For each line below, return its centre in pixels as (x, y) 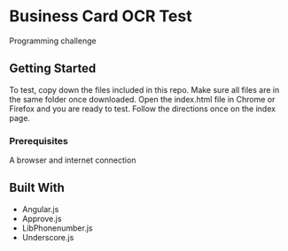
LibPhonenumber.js (57, 228)
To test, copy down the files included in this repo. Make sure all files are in (144, 89)
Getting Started (53, 68)
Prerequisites (39, 141)
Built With (37, 188)
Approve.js (42, 218)
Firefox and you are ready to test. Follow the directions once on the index (143, 109)
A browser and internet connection (73, 160)
